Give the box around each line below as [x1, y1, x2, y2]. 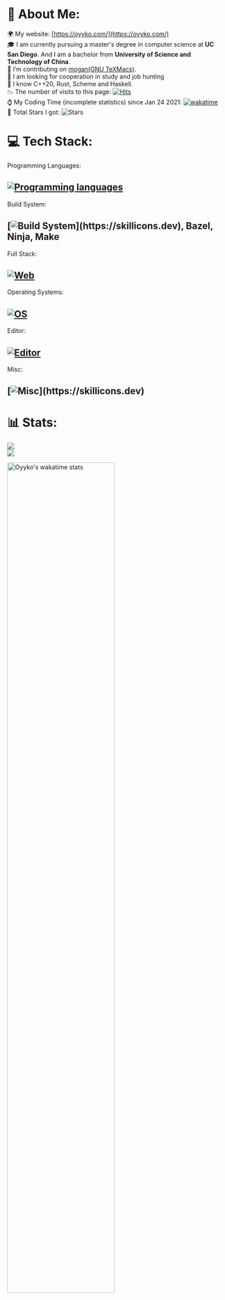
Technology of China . [7, 57, 71, 65]
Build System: [7, 200, 47, 208]
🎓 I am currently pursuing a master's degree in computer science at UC [7, 40, 215, 48]
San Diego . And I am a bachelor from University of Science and [7, 50, 191, 58]
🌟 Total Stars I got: [7, 108, 60, 116]
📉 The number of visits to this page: [7, 87, 112, 96]
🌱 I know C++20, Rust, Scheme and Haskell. [7, 79, 133, 88]
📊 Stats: [7, 414, 58, 430]
